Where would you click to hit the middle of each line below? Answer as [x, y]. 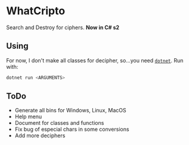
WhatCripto [36, 11]
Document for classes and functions [59, 123]
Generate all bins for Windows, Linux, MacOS [70, 111]
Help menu [28, 116]
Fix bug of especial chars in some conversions [72, 130]
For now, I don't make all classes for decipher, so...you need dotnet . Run [95, 60]
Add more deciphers [40, 135]
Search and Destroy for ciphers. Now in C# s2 [63, 27]
